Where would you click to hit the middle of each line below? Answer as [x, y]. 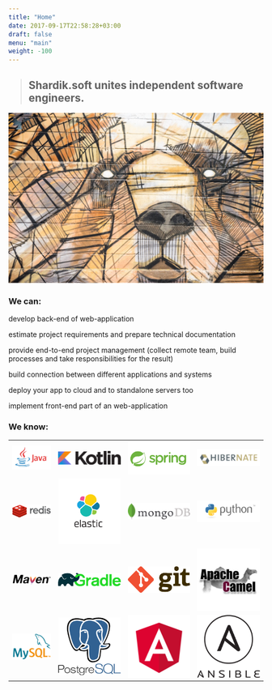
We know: [28, 427]
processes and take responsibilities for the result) [91, 358]
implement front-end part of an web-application [88, 406]
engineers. [56, 98]
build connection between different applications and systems [110, 374]
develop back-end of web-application [71, 318]
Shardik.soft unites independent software [136, 85]
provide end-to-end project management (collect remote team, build [122, 350]
